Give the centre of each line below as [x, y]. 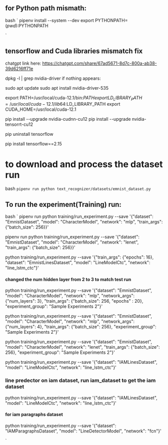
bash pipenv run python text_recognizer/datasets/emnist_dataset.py [78, 189]
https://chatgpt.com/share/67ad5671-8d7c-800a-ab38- [100, 63]
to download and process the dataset [84, 164]
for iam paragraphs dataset [34, 414]
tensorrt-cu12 [19, 124]
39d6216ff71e [19, 68]
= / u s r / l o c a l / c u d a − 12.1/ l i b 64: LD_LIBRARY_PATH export [63, 104]
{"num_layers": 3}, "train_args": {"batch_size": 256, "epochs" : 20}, [74, 301]
